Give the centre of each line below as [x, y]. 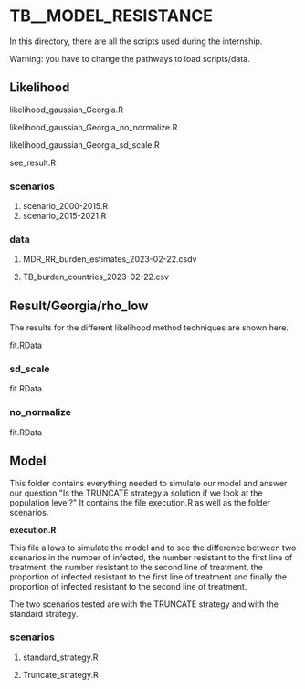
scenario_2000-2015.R [65, 206]
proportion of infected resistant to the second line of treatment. [128, 586]
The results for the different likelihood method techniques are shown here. [149, 328]
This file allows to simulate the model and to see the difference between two [153, 548]
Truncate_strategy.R [60, 674]
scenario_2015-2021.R [64, 216]
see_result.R [33, 162]
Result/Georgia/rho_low [79, 305]
